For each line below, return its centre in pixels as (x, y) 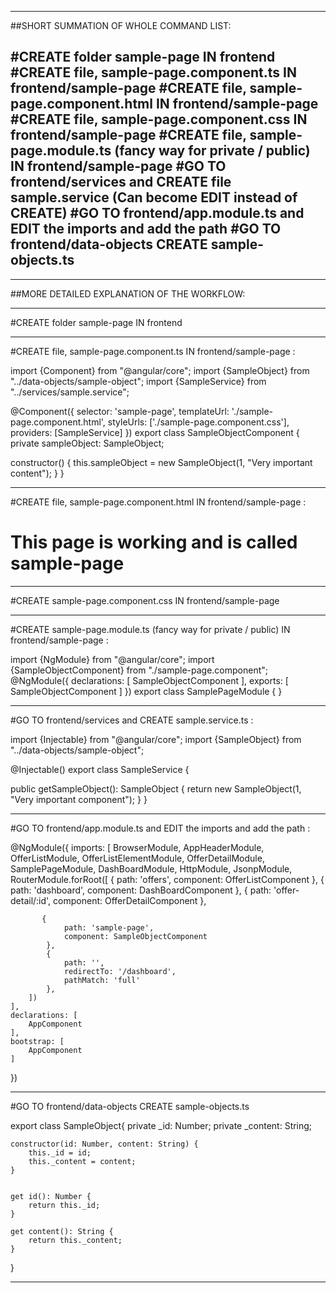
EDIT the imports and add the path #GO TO (146, 229)
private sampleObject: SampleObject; (87, 443)
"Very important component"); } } (79, 799)
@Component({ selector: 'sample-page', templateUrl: (120, 411)
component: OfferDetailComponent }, (130, 900)
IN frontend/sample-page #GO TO (118, 166)
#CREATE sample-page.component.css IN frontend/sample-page (145, 600)
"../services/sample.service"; (70, 392)
